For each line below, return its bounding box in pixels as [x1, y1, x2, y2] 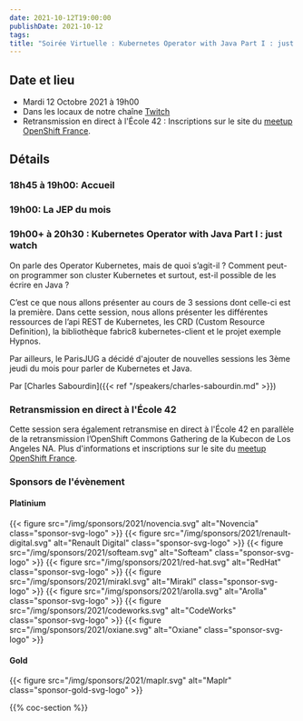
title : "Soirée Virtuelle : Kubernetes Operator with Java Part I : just [9, 38, 295, 48]
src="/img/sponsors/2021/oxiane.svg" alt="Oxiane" [9, 625, 202, 636]
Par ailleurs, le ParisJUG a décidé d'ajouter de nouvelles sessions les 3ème [9, 353, 290, 364]
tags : [9, 30, 30, 39]
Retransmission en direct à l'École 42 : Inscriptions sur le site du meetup [22, 115, 293, 127]
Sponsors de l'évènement [9, 475, 125, 487]
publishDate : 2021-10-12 [9, 22, 103, 31]
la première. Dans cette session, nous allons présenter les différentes [9, 306, 269, 317]
